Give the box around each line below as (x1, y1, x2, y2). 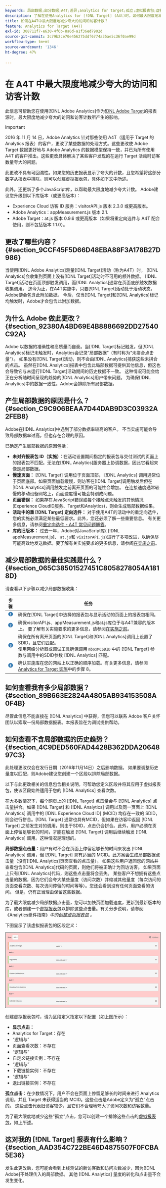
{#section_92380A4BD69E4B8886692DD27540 (5, 322, 159, 330)
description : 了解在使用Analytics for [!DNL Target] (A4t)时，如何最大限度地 (5, 13, 159, 18)
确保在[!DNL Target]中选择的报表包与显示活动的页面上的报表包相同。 (18, 612, 159, 618)
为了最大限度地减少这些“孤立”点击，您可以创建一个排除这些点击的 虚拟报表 (5, 1113, 157, 1119)
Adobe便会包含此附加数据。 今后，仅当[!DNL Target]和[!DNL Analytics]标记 (5, 292, 159, 298)
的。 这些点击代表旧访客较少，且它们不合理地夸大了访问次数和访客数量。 (5, 1103, 154, 1109)
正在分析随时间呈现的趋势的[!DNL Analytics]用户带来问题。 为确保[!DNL (5, 374, 151, 381)
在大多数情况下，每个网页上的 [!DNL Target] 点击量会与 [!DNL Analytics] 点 (5, 798, 158, 804)
